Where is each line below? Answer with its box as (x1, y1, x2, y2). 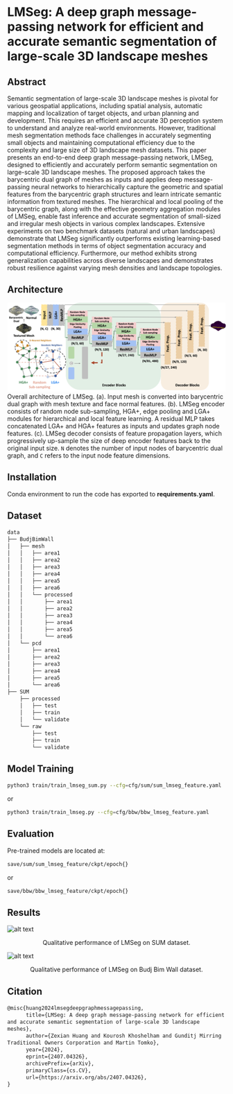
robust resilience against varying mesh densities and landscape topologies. (7, 264, 223, 272)
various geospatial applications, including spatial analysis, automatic (7, 102, 203, 110)
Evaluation (7, 828, 54, 840)
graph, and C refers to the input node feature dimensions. (7, 451, 171, 460)
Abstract (7, 76, 46, 87)
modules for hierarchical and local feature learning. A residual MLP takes (7, 414, 215, 423)
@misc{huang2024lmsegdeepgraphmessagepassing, (7, 1005, 144, 1012)
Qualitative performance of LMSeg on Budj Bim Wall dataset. (30, 965, 203, 974)
